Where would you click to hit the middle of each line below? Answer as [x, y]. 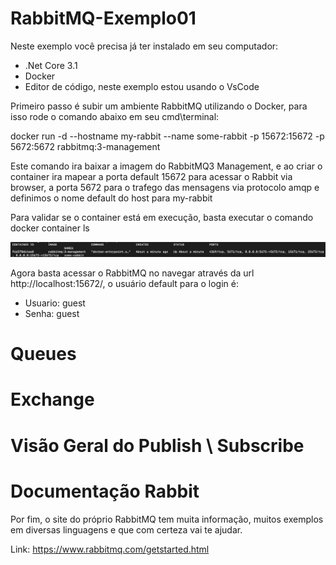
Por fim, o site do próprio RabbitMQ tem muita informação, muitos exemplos [167, 519]
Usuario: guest [55, 303]
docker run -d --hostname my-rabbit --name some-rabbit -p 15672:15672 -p [167, 136]
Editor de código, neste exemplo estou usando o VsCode [142, 86]
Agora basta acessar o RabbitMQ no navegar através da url [132, 273]
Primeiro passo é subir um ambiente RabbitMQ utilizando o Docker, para [159, 106]
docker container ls [50, 228]
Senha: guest [52, 314]
